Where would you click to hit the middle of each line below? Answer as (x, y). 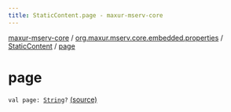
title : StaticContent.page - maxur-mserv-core (86, 15)
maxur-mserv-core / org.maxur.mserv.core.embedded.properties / (116, 38)
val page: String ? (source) (53, 99)
